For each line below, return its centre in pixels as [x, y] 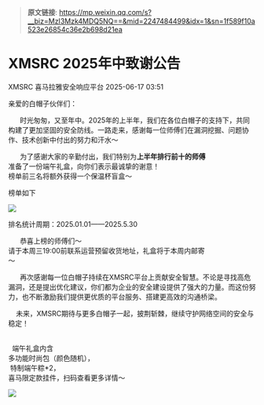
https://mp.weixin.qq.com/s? [105, 12]
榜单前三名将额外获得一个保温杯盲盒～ [70, 176]
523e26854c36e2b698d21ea [75, 29]
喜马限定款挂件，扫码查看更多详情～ [67, 378]
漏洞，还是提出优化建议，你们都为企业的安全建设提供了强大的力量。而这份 [128, 286]
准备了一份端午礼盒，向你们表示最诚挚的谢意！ [84, 166]
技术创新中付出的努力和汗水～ [70, 140]
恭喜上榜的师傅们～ [51, 241]
